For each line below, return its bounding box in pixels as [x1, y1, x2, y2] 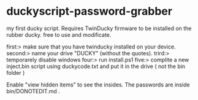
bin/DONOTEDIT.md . [6, 87, 60, 94]
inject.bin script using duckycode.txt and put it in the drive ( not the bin [6, 63, 186, 70]
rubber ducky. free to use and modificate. [6, 31, 112, 38]
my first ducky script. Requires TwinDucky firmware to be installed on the [6, 25, 192, 32]
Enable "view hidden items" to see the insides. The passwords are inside [6, 81, 190, 88]
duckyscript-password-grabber [6, 4, 173, 18]
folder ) [6, 69, 25, 76]
